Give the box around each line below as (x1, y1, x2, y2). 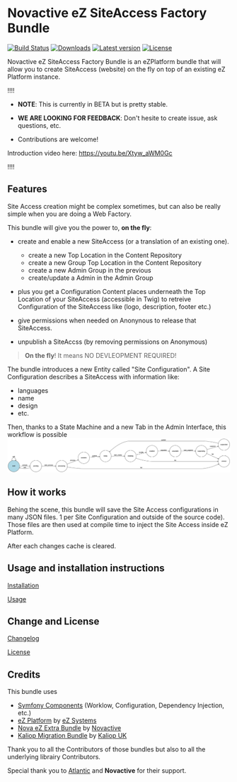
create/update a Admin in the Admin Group (28, 273, 154, 282)
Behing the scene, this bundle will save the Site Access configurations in (7, 505, 219, 514)
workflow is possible (7, 430, 67, 438)
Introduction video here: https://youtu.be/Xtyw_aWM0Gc (7, 148, 173, 157)
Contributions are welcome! (17, 135, 99, 143)
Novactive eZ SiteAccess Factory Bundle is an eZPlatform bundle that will (7, 57, 221, 65)
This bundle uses (7, 688, 58, 696)
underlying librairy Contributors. (7, 753, 101, 761)
